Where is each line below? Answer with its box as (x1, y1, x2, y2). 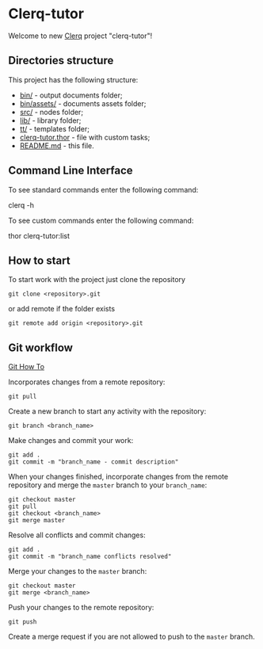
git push (8, 618, 37, 626)
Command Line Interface (8, 164, 133, 178)
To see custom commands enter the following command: (8, 216, 194, 225)
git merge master (8, 517, 66, 525)
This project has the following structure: (8, 74, 139, 84)
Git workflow (8, 341, 74, 354)
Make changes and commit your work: (8, 436, 134, 445)
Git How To (8, 362, 45, 372)
